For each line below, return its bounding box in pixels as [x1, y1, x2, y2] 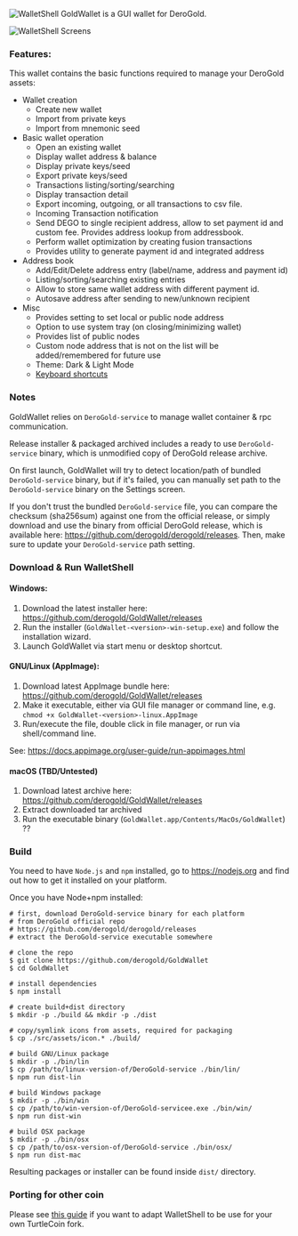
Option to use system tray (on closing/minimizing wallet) [35, 321, 242, 333]
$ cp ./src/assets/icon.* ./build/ [9, 1034, 141, 1043]
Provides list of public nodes [35, 331, 141, 342]
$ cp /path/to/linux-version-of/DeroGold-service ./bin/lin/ [9, 1065, 241, 1074]
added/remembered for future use [35, 350, 162, 360]
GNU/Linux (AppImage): [9, 661, 100, 672]
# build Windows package [9, 1088, 101, 1098]
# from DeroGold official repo [9, 917, 125, 926]
